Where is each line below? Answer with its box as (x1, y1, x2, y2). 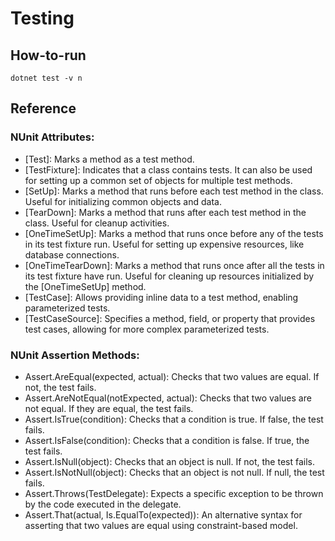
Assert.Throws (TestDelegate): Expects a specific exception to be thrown (24, 487, 324, 499)
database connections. (24, 248, 120, 261)
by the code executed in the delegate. (24, 498, 182, 510)
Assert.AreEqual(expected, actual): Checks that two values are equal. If (24, 370, 320, 382)
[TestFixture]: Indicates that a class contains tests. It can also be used (24, 163, 313, 176)
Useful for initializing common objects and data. (24, 195, 222, 207)
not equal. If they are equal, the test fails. (24, 402, 194, 414)
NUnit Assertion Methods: (10, 348, 140, 362)
